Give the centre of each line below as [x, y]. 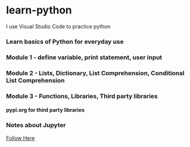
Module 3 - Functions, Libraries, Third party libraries [82, 96]
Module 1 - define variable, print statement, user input [84, 57]
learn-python [39, 10]
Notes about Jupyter [36, 125]
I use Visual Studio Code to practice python [58, 26]
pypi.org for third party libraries [45, 110]
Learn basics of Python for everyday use [65, 42]
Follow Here [20, 138]
